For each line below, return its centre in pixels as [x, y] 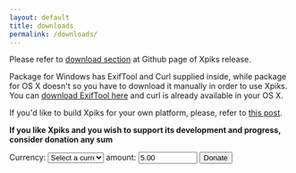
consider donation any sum [61, 140]
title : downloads [42, 26]
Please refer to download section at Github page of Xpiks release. [131, 60]
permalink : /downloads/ [54, 34]
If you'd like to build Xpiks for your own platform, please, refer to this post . [146, 113]
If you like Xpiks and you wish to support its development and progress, [145, 130]
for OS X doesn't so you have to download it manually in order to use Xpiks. [148, 86]
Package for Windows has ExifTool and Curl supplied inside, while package [148, 77]
